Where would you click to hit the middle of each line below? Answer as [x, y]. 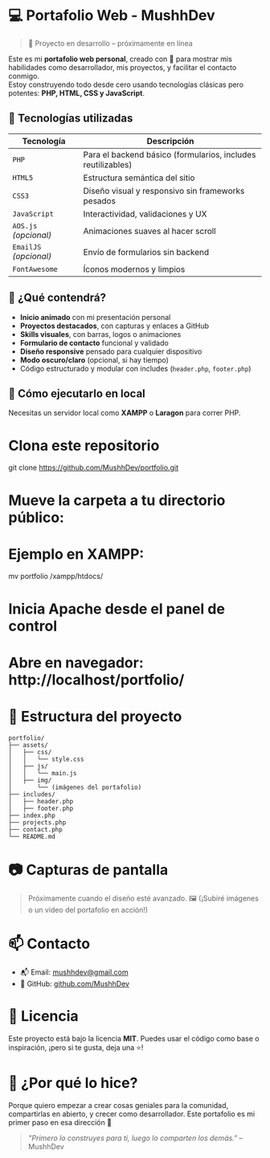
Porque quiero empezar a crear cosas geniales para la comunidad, [119, 1105]
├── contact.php [35, 829]
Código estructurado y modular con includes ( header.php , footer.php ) [135, 368]
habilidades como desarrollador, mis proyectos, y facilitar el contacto [123, 67]
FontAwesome [35, 269]
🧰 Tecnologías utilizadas [71, 119]
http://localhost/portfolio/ [96, 680]
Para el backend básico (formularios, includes [170, 154]
